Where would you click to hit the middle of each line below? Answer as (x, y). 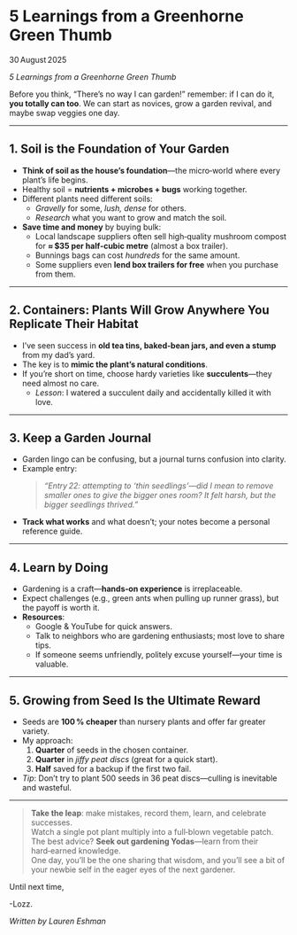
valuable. (52, 664)
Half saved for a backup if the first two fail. (113, 769)
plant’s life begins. (55, 180)
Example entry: (49, 469)
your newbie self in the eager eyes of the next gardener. (133, 869)
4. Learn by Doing (59, 568)
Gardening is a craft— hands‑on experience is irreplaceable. (132, 589)
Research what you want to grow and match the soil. (131, 217)
